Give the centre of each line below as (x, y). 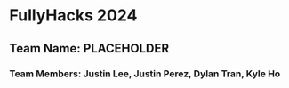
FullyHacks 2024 (73, 16)
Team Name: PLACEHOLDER (89, 48)
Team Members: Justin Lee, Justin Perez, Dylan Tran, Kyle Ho (145, 74)
